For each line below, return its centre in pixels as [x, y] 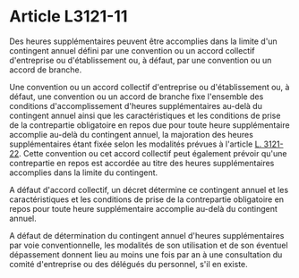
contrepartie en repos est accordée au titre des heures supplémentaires [142, 163]
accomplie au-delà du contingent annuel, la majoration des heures [131, 134]
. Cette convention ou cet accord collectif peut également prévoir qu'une [153, 153]
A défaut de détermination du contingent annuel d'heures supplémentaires [147, 235]
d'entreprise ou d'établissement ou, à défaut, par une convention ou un [141, 60]
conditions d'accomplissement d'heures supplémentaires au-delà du [136, 105]
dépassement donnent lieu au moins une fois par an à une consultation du [146, 254]
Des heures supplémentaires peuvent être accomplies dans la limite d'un [143, 41]
